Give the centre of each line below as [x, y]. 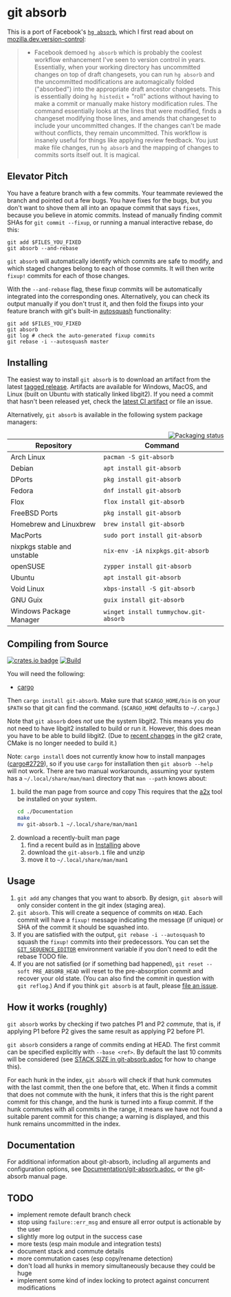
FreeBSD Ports [34, 513]
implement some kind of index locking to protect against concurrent [113, 1280]
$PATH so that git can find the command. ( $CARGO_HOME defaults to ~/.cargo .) [113, 708]
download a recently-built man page [68, 837]
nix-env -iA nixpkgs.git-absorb [156, 551]
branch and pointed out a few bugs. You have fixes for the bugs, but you [110, 200]
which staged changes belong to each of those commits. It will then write [111, 268]
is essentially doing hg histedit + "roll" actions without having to [126, 96]
